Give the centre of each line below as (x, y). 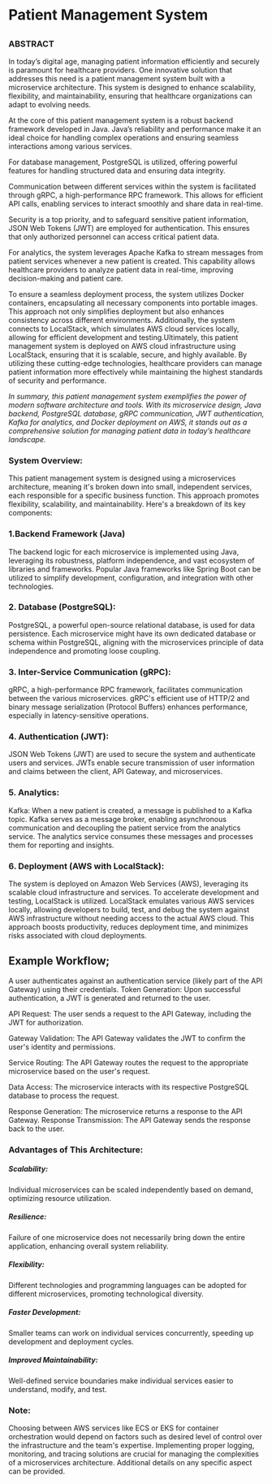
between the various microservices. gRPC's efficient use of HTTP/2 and (129, 698)
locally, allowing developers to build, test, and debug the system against (129, 910)
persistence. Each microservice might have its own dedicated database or (132, 633)
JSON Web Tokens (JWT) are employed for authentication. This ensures (129, 228)
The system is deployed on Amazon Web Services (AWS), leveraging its (129, 884)
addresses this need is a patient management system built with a (117, 78)
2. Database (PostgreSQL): (62, 607)
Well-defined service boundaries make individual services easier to (121, 1381)
